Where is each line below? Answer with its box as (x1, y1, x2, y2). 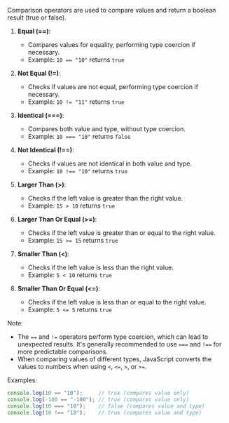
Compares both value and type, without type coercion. (27, 125, 186, 133)
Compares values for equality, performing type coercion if (27, 41, 196, 48)
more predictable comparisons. (17, 347, 109, 356)
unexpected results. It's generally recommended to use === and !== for (17, 340, 222, 348)
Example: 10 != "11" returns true (27, 98, 125, 106)
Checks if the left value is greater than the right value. (27, 194, 183, 202)
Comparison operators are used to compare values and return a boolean (7, 6, 216, 14)
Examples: (7, 376, 37, 384)
